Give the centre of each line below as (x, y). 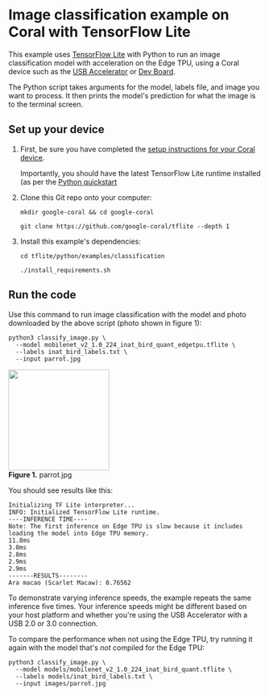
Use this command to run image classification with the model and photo (128, 314)
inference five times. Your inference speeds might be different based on (128, 606)
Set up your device (56, 129)
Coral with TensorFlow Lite (99, 32)
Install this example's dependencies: (80, 241)
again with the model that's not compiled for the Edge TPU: (107, 648)
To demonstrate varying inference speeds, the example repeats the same (130, 598)
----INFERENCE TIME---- (48, 519)
